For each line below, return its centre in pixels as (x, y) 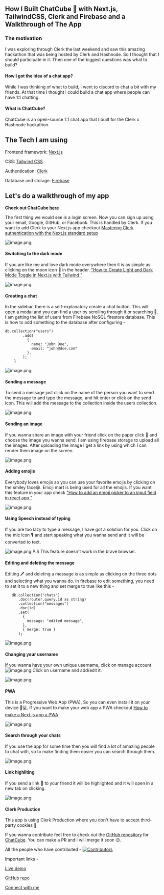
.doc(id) (27, 608)
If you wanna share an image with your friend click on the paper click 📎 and (81, 434)
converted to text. (23, 542)
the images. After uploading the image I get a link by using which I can (76, 445)
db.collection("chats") (36, 595)
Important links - (22, 859)
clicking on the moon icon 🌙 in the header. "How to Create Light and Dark (79, 270)
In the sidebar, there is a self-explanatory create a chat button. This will (77, 307)
